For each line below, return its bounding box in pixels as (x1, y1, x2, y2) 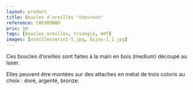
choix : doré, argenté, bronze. (6, 77, 80, 84)
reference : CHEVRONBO (6, 20, 61, 26)
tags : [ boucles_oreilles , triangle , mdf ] (6, 31, 112, 37)
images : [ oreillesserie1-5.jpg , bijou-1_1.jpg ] (6, 36, 128, 42)
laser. (6, 59, 20, 66)
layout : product (6, 8, 47, 15)
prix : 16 (6, 25, 28, 32)
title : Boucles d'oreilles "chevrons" (6, 14, 103, 20)
